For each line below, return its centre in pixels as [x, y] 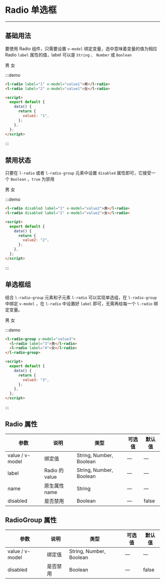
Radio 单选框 [31, 10]
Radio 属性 [21, 424]
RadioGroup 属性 [31, 520]
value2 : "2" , [36, 240]
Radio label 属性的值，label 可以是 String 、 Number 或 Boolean [68, 55]
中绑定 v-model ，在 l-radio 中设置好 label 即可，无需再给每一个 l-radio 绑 [82, 304]
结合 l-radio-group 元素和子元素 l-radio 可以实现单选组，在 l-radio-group [81, 297]
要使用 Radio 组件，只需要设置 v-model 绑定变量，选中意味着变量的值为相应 [81, 48]
